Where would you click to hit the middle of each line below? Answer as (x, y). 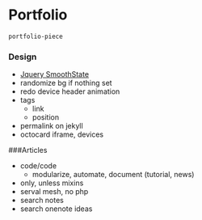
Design (23, 57)
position (45, 117)
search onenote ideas (56, 209)
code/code (38, 166)
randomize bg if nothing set (66, 83)
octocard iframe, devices (61, 134)
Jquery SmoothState (55, 74)
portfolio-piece (36, 36)
